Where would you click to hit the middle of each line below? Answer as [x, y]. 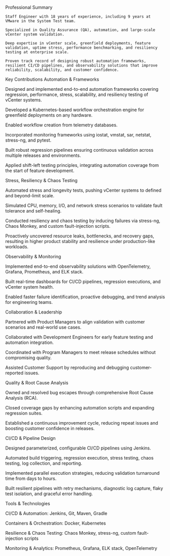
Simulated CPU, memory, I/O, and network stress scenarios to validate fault [84, 205]
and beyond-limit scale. [30, 196]
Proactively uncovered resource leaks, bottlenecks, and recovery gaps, [80, 236]
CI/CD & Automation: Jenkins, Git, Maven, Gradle [56, 513]
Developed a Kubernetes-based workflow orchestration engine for [75, 110]
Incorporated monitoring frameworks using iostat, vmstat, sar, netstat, [78, 135]
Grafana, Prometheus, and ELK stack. [44, 272]
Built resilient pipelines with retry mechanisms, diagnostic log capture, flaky [84, 488]
